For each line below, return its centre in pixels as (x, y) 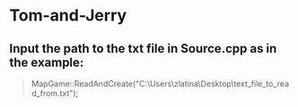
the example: (47, 62)
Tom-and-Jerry (68, 16)
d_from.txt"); (55, 93)
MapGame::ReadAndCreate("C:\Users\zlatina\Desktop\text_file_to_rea (160, 84)
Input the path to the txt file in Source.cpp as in (143, 49)
